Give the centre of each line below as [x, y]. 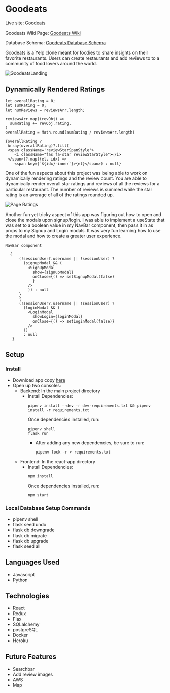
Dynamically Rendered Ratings [55, 89]
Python [20, 580]
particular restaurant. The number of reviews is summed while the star [79, 189]
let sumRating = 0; [26, 105]
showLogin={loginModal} [57, 316]
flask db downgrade [33, 530]
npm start [38, 495]
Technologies [27, 596]
